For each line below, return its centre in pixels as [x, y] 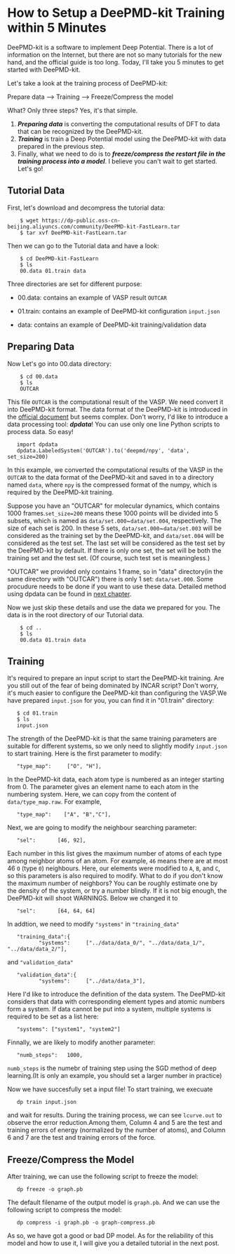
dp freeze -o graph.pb [49, 1189]
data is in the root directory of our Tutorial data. [76, 614]
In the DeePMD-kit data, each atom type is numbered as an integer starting [116, 779]
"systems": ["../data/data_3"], [92, 981]
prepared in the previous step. [61, 146]
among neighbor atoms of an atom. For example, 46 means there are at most [117, 861]
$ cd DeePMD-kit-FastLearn [59, 258]
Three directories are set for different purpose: [75, 284]
